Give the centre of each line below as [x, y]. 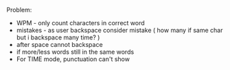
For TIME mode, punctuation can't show [73, 59]
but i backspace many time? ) [58, 37]
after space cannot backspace [60, 45]
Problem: [19, 10]
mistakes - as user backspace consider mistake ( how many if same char [119, 30]
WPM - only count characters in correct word [80, 23]
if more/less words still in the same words [75, 52]
